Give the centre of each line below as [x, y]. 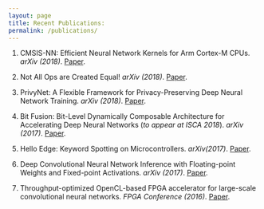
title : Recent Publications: [57, 23]
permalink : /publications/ [53, 30]
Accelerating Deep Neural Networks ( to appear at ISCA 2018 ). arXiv [132, 125]
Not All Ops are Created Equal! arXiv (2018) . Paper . [103, 77]
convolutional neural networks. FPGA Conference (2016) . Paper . [125, 197]
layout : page [30, 16]
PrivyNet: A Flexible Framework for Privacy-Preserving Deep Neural [131, 93]
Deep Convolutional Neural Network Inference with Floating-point [128, 164]
